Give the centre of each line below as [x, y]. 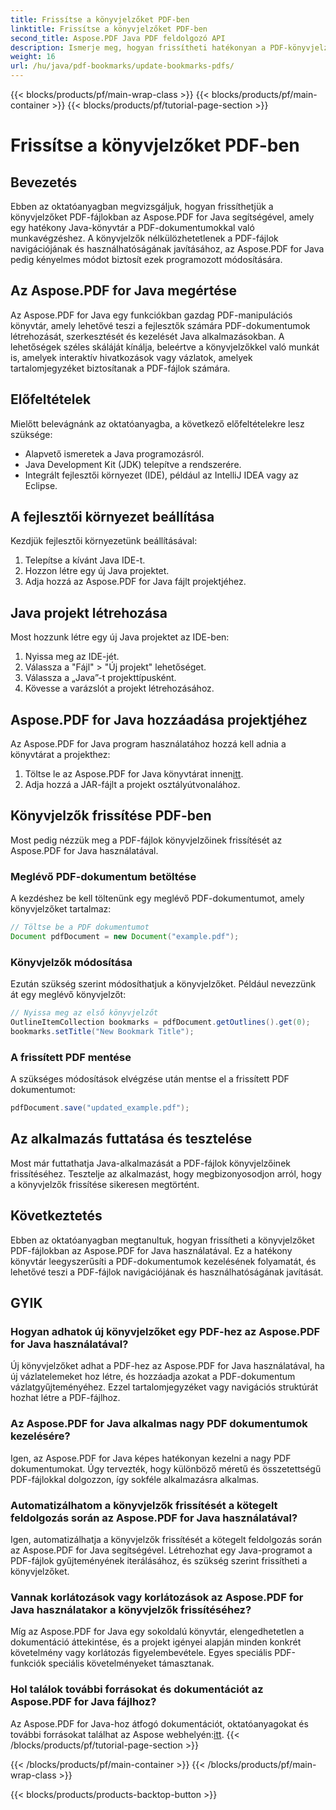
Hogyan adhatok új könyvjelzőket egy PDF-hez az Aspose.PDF [165, 1331]
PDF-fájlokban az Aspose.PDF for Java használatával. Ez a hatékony [151, 1250]
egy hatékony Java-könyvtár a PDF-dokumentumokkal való [132, 227]
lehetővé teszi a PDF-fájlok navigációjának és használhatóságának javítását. [167, 1272]
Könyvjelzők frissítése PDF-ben [111, 816]
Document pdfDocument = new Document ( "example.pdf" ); [125, 937]
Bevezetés [44, 182]
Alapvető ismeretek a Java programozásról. [114, 453]
